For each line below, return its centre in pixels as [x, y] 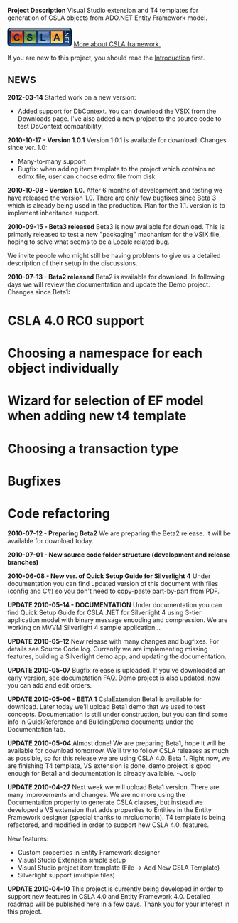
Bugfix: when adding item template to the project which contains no [117, 169]
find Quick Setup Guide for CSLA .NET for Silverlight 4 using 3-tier [104, 612]
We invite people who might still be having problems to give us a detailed [114, 255]
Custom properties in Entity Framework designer [89, 852]
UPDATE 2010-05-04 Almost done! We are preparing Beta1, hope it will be [117, 743]
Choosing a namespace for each [105, 353]
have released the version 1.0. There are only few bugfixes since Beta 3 [112, 198]
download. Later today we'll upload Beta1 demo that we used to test [106, 706]
